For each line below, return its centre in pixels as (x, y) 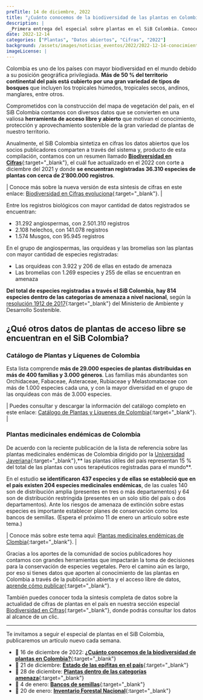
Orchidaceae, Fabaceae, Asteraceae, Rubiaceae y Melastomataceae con (97, 381)
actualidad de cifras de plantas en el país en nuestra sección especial (93, 604)
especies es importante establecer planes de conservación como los (92, 511)
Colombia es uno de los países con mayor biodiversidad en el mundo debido (101, 68)
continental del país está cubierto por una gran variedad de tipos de (93, 81)
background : (21, 46)
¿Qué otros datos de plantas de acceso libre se (96, 329)
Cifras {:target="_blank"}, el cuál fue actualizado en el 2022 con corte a (95, 162)
